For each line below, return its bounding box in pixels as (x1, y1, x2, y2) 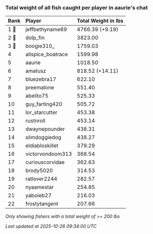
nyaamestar (25, 183, 54, 191)
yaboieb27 (25, 192, 52, 199)
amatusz (25, 67, 46, 75)
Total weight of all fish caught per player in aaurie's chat (5, 4, 148, 11)
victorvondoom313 (25, 150, 72, 157)
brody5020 (25, 167, 53, 174)
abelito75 (25, 92, 49, 100)
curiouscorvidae (25, 159, 65, 166)
